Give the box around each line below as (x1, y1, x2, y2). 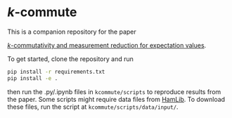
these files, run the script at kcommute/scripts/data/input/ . (7, 103, 179, 111)
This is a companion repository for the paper (7, 27, 137, 36)
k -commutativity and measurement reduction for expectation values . (7, 41, 207, 49)
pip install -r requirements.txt (7, 68, 105, 75)
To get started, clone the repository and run (7, 54, 134, 63)
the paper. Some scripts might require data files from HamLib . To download (7, 95, 226, 103)
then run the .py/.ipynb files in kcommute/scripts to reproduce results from (7, 87, 221, 96)
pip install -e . (7, 74, 58, 81)
